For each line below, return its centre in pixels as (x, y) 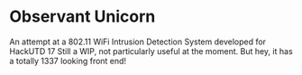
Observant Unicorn (82, 17)
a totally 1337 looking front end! (68, 61)
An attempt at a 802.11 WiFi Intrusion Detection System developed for (138, 42)
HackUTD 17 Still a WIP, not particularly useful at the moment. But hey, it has (151, 51)
